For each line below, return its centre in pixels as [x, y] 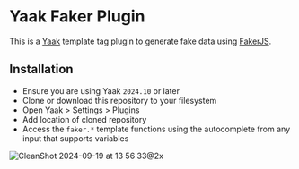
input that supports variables [75, 138]
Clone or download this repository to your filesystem [119, 100]
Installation [41, 69]
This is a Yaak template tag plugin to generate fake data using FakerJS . [141, 41]
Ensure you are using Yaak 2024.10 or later [101, 90]
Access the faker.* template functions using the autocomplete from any [156, 129]
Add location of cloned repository [84, 119]
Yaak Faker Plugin [77, 17]
